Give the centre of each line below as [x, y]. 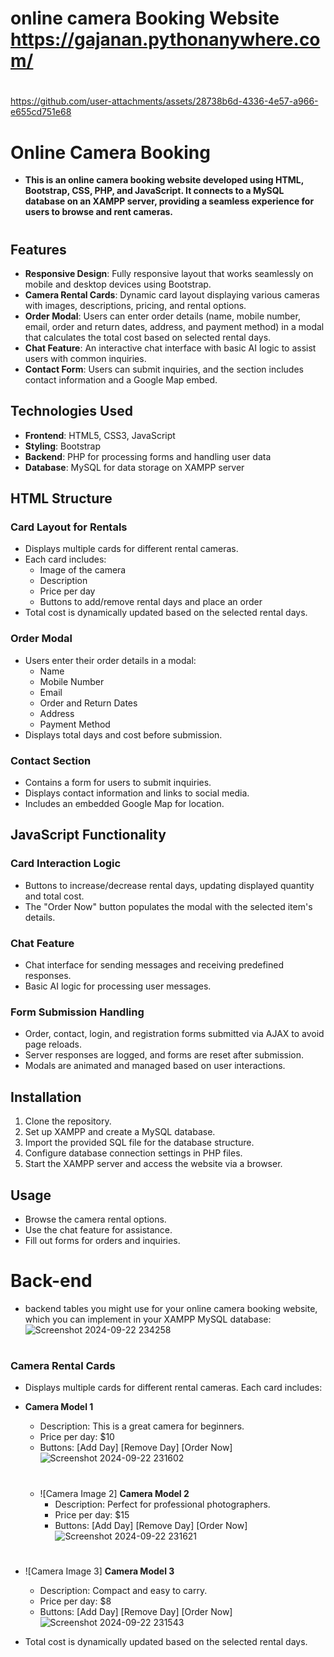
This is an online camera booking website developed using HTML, [164, 180]
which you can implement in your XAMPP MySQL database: [148, 1319]
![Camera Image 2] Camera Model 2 [114, 1493]
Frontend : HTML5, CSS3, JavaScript [100, 435]
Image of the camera [83, 570]
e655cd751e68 [41, 112]
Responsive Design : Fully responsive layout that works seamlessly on [169, 273]
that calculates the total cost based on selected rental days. [148, 337]
